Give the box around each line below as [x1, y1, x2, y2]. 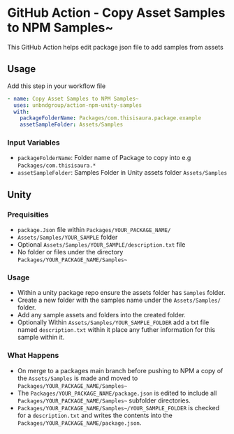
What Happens [7, 351, 59, 361]
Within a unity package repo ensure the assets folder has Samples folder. [17, 289, 226, 297]
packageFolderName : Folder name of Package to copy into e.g [17, 154, 191, 162]
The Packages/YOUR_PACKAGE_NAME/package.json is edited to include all [17, 389, 217, 397]
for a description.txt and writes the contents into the [17, 411, 173, 419]
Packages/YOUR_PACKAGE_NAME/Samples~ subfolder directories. [17, 396, 191, 405]
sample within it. [17, 333, 65, 342]
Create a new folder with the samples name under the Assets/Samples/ [17, 296, 221, 305]
